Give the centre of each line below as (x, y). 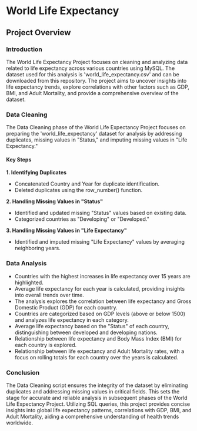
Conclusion (23, 372)
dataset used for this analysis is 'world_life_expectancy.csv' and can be (93, 74)
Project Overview (39, 33)
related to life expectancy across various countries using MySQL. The (91, 68)
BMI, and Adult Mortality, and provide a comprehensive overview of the (92, 93)
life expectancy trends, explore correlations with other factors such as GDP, (98, 87)
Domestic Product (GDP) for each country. (66, 307)
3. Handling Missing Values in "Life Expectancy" (67, 231)
